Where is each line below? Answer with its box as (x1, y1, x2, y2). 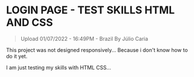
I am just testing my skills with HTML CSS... (6, 64, 111, 71)
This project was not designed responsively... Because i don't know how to (6, 46, 188, 53)
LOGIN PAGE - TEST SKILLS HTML (6, 3, 175, 17)
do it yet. (6, 52, 28, 60)
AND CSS (6, 16, 53, 29)
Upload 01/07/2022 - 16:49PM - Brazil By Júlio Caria (20, 35, 149, 42)
